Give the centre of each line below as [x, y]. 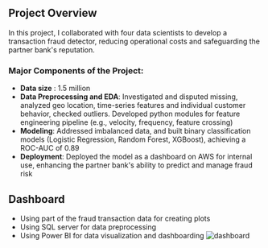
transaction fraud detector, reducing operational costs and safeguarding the [134, 41]
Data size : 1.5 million [55, 89]
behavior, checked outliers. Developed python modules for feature [130, 114]
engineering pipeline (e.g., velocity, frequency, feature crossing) [126, 122]
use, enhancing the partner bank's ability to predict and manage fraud [136, 165]
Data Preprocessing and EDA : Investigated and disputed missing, [129, 97]
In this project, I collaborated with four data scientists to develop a [118, 32]
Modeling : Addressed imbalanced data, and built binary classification [135, 131]
